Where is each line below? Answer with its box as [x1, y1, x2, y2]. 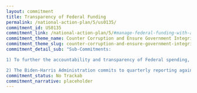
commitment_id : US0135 [6, 24, 62, 31]
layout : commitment [6, 8, 54, 15]
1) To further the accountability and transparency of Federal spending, [6, 56, 191, 63]
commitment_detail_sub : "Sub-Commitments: [6, 46, 111, 52]
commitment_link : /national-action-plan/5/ [6, 30, 114, 36]
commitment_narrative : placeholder [6, 78, 93, 84]
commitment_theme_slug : [6, 41, 64, 47]
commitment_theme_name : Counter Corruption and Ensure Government [6, 35, 172, 41]
